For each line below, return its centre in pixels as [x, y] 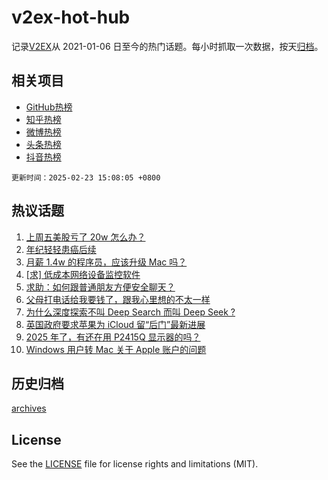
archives [29, 408]
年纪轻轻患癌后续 [61, 249]
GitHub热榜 [49, 107]
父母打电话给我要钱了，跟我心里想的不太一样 [118, 299]
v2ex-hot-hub [71, 17]
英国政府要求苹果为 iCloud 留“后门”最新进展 [115, 324]
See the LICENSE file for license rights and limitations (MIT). [135, 464]
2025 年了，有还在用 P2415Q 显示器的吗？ [113, 337]
